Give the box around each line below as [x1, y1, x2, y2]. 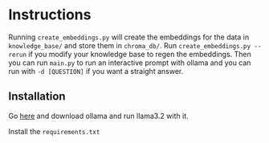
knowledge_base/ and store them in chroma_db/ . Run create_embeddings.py [8, 40, 251, 50]
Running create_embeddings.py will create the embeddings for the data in [8, 32, 250, 42]
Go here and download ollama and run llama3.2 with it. [8, 111, 189, 121]
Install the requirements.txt [8, 126, 100, 136]
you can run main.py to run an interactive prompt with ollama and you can [8, 58, 251, 67]
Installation [8, 90, 66, 104]
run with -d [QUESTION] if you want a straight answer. [8, 66, 184, 76]
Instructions [8, 6, 92, 24]
